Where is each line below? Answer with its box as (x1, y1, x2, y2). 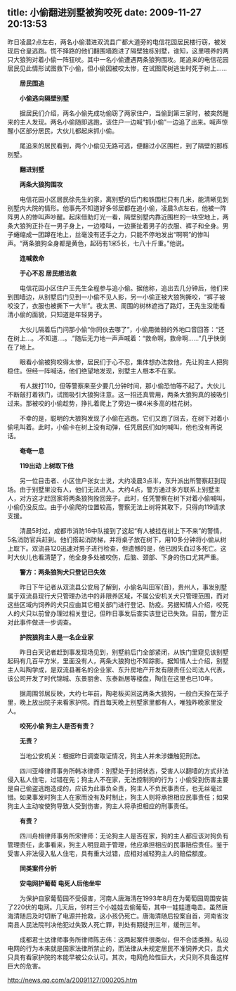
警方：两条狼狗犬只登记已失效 (20, 568, 106, 576)
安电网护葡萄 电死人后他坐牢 (20, 878, 102, 888)
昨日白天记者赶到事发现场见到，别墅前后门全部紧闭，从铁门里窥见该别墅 (19, 648, 229, 656)
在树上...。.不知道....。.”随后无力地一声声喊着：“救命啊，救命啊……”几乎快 (7, 333, 220, 343)
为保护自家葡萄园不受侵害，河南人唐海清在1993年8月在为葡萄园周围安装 (19, 894, 228, 902)
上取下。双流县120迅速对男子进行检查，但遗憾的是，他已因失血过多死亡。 (7, 544, 221, 552)
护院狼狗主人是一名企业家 (20, 632, 93, 641)
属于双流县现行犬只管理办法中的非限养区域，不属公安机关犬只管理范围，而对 (7, 592, 229, 600)
